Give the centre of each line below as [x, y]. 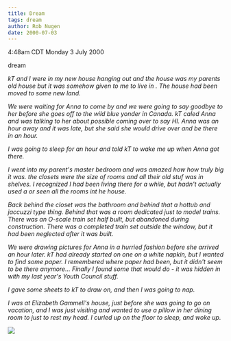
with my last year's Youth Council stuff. [63, 277]
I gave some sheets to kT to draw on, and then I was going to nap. [101, 290]
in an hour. [23, 136]
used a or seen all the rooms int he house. [67, 191]
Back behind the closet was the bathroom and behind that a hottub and [109, 205]
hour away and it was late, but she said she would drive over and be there [113, 128]
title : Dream [26, 13]
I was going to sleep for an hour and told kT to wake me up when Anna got [114, 149]
